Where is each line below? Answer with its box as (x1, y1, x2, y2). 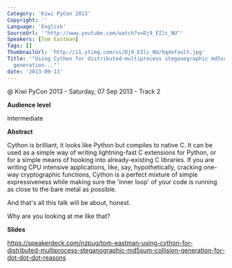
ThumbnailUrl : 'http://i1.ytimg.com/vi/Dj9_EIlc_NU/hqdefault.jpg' (7, 49, 206, 56)
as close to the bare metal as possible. (7, 185, 117, 193)
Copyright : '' (7, 17, 48, 24)
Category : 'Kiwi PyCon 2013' (7, 10, 91, 17)
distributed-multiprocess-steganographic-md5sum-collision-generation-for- (7, 246, 225, 254)
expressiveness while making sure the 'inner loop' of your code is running (7, 177, 217, 186)
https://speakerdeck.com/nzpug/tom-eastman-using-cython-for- (7, 238, 193, 247)
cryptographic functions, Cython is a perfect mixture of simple (20, 170, 198, 179)
